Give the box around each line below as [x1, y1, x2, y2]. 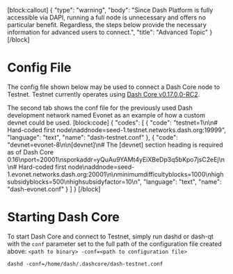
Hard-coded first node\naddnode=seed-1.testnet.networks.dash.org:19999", [7, 125, 226, 134]
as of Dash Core [7, 147, 54, 156]
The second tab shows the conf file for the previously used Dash [7, 104, 193, 112]
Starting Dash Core [7, 209, 120, 225]
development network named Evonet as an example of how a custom [7, 111, 205, 119]
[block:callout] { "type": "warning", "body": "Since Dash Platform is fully [7, 6, 214, 14]
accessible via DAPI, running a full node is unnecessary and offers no [7, 13, 207, 22]
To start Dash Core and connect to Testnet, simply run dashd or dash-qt [7, 232, 214, 241]
